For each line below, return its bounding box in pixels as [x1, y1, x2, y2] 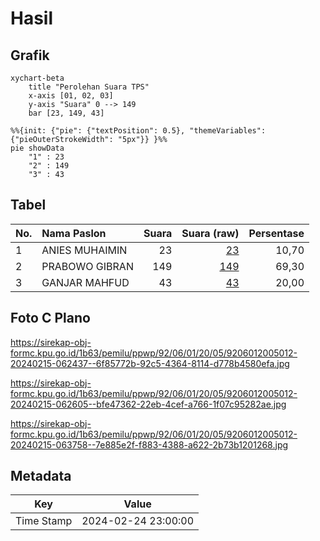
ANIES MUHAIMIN [41, 243, 128, 257]
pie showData [10, 143, 65, 153]
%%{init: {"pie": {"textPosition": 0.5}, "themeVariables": [10, 126, 267, 136]
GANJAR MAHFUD [41, 275, 130, 289]
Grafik [10, 47, 50, 64]
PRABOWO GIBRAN [41, 259, 134, 273]
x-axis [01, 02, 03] [28, 91, 114, 101]
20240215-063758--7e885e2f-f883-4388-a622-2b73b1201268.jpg [10, 438, 289, 451]
